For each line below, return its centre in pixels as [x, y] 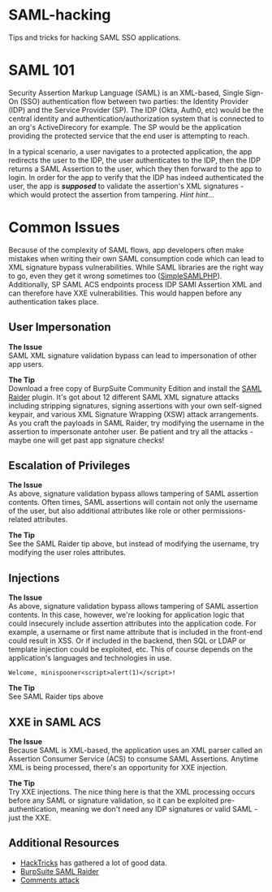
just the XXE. [30, 818]
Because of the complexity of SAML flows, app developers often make [126, 250]
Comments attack [50, 880]
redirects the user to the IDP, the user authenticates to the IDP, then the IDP [135, 160]
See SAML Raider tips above [56, 696]
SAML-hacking [60, 15]
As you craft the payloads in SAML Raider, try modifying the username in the [136, 423]
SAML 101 [42, 70]
